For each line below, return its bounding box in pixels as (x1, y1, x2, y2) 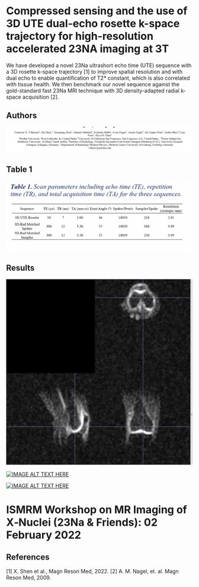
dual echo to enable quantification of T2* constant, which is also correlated (6, 74, 191, 81)
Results (6, 263, 35, 273)
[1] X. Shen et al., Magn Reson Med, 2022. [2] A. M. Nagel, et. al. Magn (6, 568, 179, 575)
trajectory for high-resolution (6, 30, 154, 43)
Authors (6, 111, 37, 121)
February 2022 (6, 528, 82, 542)
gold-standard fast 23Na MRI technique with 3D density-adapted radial (6, 87, 179, 94)
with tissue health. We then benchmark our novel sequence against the (6, 80, 179, 87)
